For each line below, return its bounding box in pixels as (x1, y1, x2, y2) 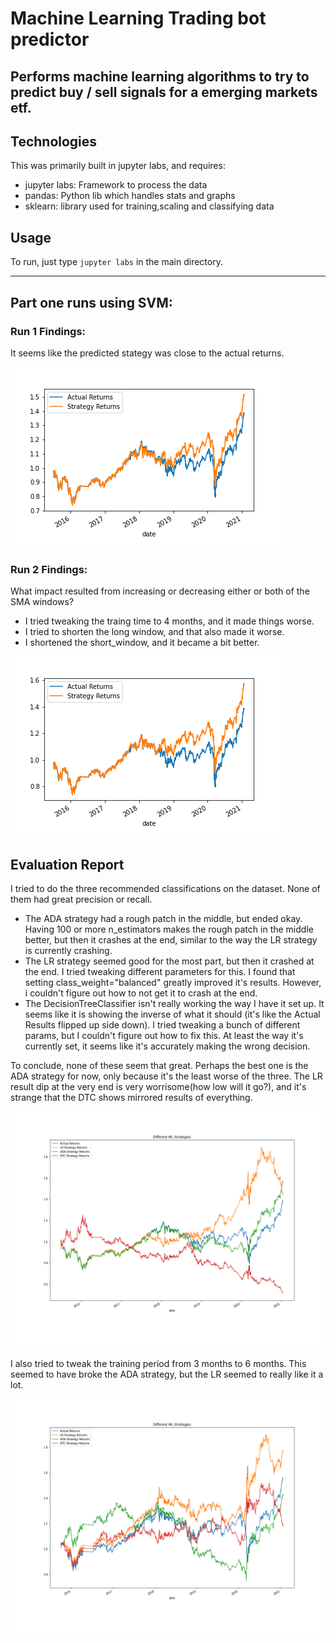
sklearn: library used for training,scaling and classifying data (24, 200, 275, 212)
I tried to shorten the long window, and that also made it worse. (24, 626, 285, 638)
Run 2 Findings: (10, 562, 88, 576)
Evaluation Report (10, 856, 125, 873)
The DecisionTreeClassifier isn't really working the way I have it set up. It (24, 998, 325, 1009)
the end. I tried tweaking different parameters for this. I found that (24, 966, 296, 977)
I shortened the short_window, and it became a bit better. (24, 637, 260, 649)
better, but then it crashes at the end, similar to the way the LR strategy (24, 934, 318, 946)
